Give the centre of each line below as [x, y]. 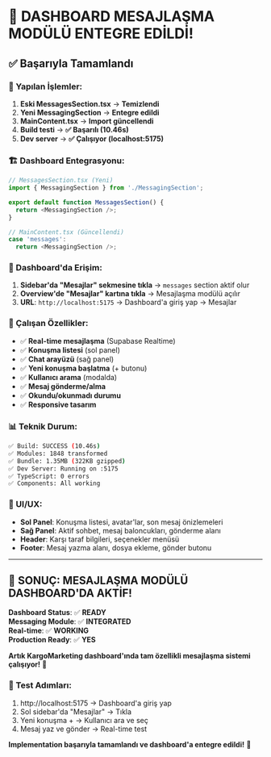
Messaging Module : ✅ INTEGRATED [70, 621]
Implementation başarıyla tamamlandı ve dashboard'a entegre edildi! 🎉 [130, 744]
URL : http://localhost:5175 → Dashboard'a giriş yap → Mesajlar [128, 303]
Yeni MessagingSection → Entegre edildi [90, 112]
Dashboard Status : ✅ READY [57, 613]
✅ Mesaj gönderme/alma [63, 386]
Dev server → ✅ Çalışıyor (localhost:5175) [92, 138]
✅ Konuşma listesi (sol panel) [70, 349]
